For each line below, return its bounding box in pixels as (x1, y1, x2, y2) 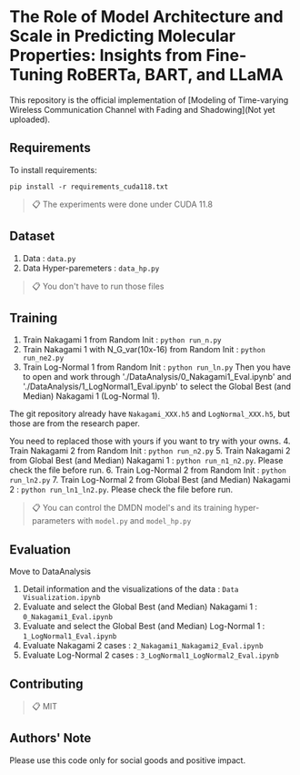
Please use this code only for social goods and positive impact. (9, 754, 246, 766)
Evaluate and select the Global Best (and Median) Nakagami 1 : (22, 601, 257, 612)
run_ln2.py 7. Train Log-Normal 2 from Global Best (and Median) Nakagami (9, 474, 291, 485)
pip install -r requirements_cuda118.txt (9, 182, 169, 191)
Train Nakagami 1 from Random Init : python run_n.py (22, 334, 222, 345)
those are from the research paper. (9, 418, 141, 429)
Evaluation (9, 542, 71, 557)
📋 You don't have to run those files (31, 280, 165, 291)
